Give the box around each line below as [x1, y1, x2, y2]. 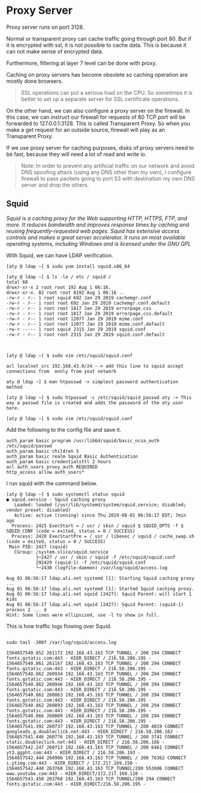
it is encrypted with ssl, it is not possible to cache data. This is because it [6, 41, 187, 49]
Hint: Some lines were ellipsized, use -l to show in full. [6, 612, 160, 618]
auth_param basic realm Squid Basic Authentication [6, 453, 138, 459]
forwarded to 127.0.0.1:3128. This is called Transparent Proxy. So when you [6, 119, 190, 127]
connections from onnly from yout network [6, 368, 117, 374]
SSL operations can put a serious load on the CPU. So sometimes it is [20, 89, 193, 96]
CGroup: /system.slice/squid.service [14, 549, 109, 555]
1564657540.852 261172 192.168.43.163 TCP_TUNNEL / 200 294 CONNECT [6, 650, 181, 656]
